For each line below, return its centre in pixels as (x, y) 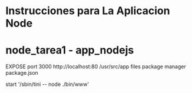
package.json (22, 73)
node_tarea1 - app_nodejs (70, 50)
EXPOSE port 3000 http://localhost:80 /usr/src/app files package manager (96, 67)
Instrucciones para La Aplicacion (88, 11)
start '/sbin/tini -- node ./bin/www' (47, 84)
